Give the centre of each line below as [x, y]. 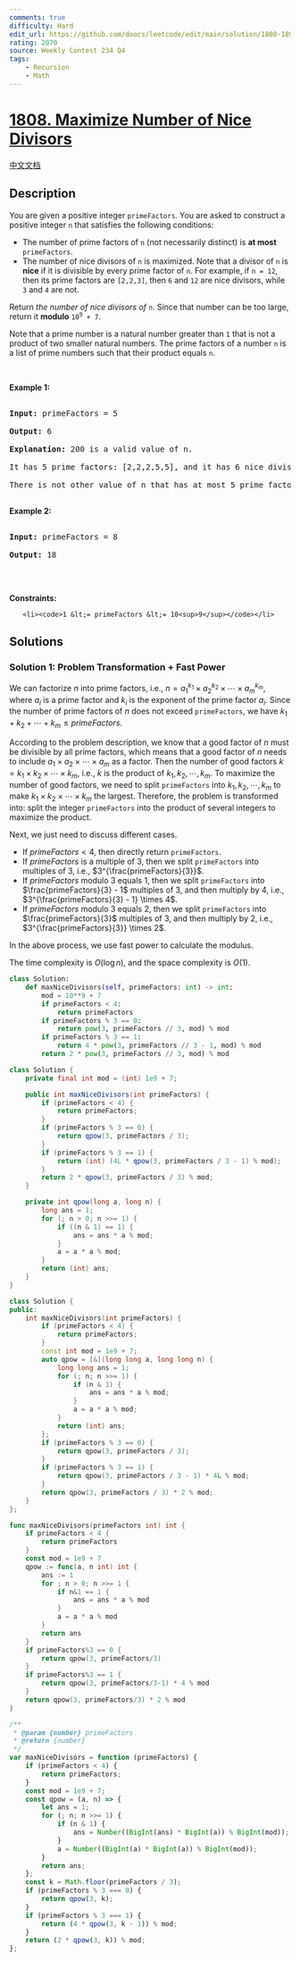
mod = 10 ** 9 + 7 [71, 995]
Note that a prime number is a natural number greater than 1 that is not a [142, 334]
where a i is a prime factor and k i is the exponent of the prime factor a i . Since [150, 701]
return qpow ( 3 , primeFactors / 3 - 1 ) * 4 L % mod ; [153, 1476]
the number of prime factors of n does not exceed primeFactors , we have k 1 [148, 712]
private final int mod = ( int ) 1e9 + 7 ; [101, 1078]
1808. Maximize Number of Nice [130, 119]
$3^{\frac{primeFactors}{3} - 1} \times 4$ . [100, 900]
